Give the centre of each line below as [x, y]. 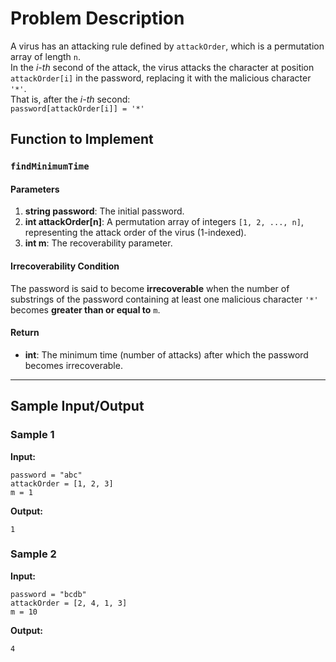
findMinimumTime [50, 166]
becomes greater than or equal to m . [85, 309]
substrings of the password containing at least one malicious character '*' [164, 299]
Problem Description [97, 18]
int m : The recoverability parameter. [98, 243]
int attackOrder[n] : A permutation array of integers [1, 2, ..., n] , [164, 222]
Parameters [35, 189]
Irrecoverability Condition [65, 266]
